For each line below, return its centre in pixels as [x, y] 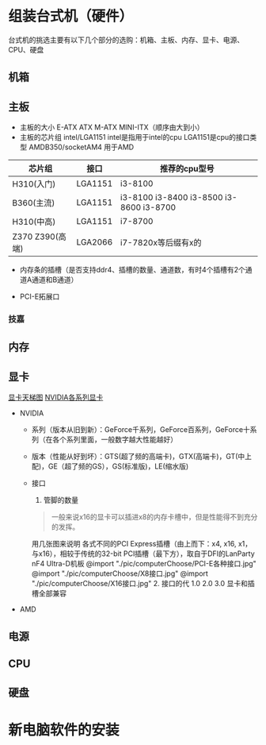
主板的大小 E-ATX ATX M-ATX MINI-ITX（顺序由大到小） [112, 127]
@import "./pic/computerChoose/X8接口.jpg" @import [120, 573]
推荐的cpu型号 [187, 169]
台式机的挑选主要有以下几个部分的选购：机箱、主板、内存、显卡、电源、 [126, 40]
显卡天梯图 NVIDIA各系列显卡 [56, 397]
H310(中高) [34, 222]
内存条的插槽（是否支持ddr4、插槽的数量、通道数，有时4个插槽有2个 [132, 270]
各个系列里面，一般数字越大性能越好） [115, 440]
